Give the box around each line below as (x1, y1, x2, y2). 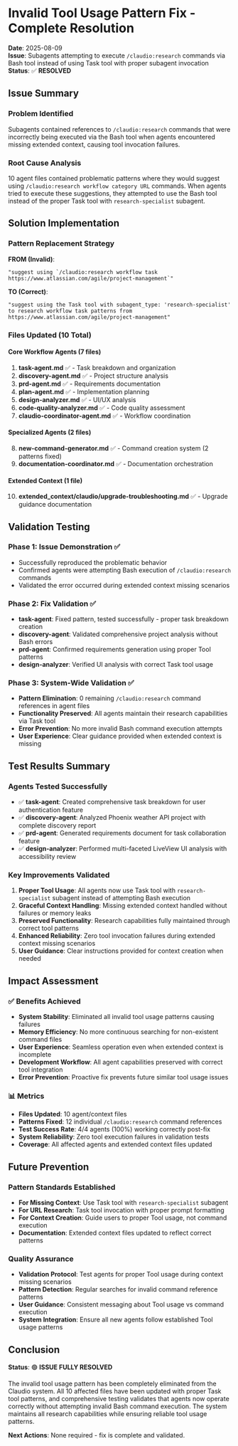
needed (18, 954, 41, 963)
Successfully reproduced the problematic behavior (18, 558, 168, 566)
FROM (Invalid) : (8, 255, 55, 263)
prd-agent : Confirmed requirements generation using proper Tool (18, 645, 212, 654)
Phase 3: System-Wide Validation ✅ (8, 678, 134, 688)
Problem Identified (8, 109, 74, 119)
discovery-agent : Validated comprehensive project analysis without (18, 630, 218, 638)
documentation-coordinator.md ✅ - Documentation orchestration (18, 459, 214, 468)
